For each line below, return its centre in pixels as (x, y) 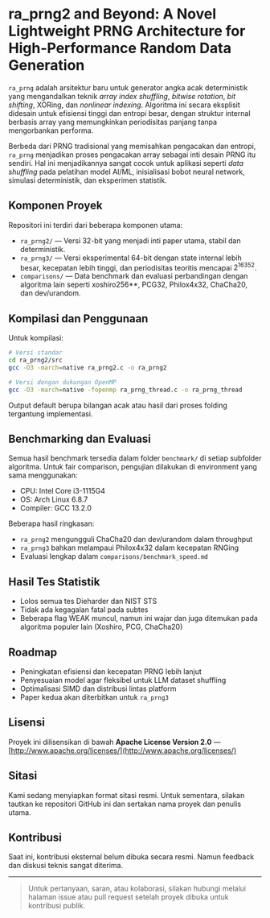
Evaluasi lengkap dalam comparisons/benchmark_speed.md (114, 556)
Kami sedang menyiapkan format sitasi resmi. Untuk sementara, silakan (127, 795)
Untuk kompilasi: (36, 338)
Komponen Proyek (55, 206)
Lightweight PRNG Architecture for (127, 31)
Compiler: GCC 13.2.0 (56, 508)
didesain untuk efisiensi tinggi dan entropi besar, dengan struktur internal (129, 113)
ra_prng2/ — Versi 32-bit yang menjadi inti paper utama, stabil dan (130, 240)
